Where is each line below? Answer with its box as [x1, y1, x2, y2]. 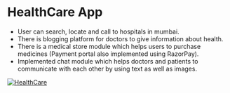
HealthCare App [7, 4, 103, 20]
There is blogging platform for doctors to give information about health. [17, 34, 224, 43]
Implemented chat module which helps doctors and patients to [17, 57, 198, 65]
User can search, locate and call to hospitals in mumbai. [17, 27, 180, 36]
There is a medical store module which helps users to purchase [17, 42, 201, 50]
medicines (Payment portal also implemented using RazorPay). [17, 50, 199, 58]
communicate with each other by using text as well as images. [17, 64, 198, 73]
